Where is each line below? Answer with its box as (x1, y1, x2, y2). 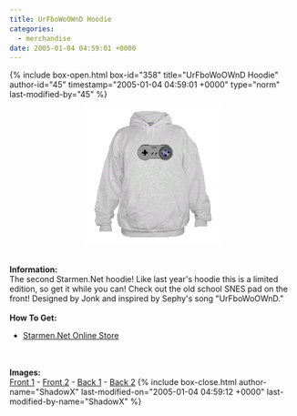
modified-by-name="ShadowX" (9, 396, 129, 407)
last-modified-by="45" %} (9, 89, 108, 100)
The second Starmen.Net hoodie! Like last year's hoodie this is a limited (9, 274, 279, 285)
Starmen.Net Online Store (22, 330, 119, 341)
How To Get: (9, 312, 57, 323)
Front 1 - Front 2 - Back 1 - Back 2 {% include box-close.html (9, 377, 237, 388)
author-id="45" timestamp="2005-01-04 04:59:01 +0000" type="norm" (9, 79, 281, 90)
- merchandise (17, 34, 71, 43)
